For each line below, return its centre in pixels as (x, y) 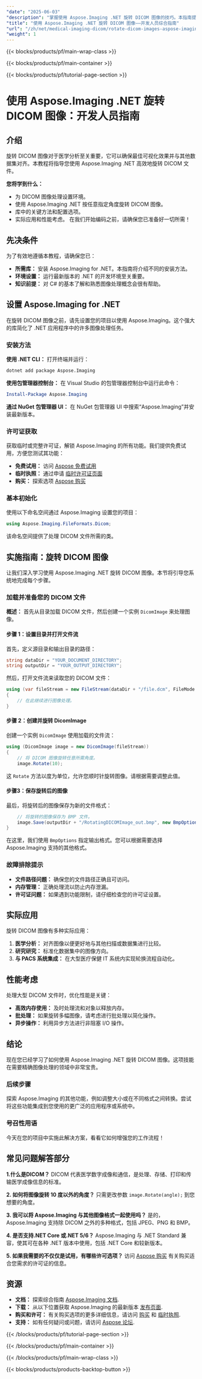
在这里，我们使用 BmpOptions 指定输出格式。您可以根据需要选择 (84, 840)
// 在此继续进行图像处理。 (46, 701)
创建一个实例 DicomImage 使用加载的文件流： (61, 735)
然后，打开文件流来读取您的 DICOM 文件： (59, 678)
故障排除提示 (25, 865)
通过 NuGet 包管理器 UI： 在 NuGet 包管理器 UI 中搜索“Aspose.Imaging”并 (98, 406)
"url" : (14, 29)
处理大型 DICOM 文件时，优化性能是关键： (59, 995)
